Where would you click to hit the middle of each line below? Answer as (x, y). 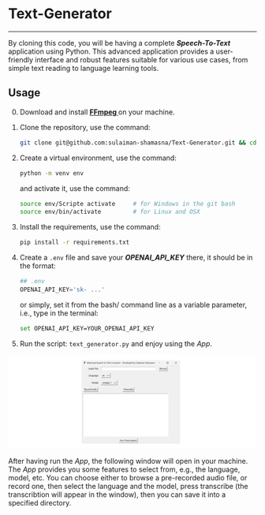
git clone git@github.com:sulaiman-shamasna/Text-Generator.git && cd (138, 143)
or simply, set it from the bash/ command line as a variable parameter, (133, 304)
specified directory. (40, 503)
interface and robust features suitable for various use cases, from (142, 59)
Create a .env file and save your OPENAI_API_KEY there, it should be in (136, 258)
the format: (38, 266)
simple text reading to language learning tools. (84, 68)
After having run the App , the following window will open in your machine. (128, 461)
